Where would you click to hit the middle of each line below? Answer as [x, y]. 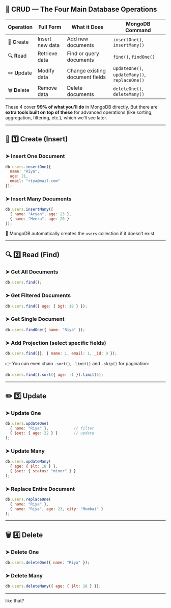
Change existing [86, 70]
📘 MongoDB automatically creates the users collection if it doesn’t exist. [81, 233]
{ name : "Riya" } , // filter [52, 428]
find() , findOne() [134, 57]
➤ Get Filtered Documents [38, 295]
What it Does [88, 27]
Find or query [83, 53]
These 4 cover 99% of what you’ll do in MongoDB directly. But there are [81, 107]
